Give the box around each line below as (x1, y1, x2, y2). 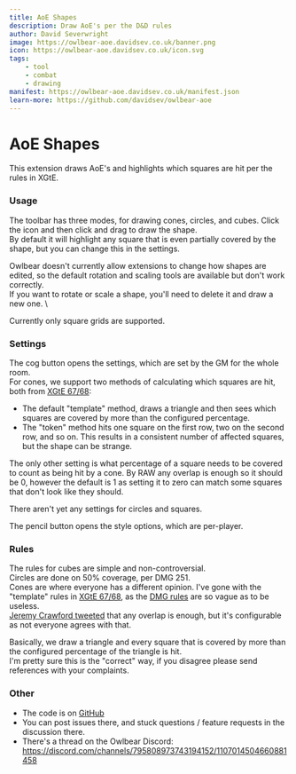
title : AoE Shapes (9, 12, 77, 22)
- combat (25, 71, 58, 80)
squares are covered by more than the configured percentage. (21, 412, 251, 423)
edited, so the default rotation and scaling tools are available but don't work (9, 270, 285, 280)
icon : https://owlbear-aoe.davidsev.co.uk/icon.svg (9, 46, 204, 55)
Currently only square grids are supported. (9, 315, 166, 326)
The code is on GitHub (21, 707, 105, 718)
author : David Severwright (9, 29, 109, 38)
